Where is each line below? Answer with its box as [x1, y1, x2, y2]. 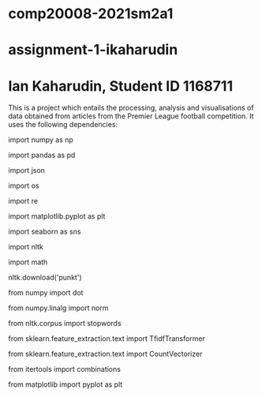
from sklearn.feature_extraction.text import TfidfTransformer [8, 334, 205, 343]
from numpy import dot [8, 288, 84, 298]
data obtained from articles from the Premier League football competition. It [8, 111, 254, 121]
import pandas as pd [8, 151, 76, 160]
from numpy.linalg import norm [8, 303, 109, 313]
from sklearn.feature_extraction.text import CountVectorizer [8, 349, 203, 359]
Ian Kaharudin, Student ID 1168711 [8, 77, 234, 95]
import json [8, 166, 46, 175]
